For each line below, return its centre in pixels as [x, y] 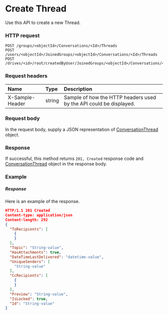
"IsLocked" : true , [29, 299]
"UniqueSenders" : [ [30, 261]
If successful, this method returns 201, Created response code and [74, 158]
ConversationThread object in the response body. [56, 164]
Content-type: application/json [39, 215]
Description [78, 89]
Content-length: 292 [27, 220]
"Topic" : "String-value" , [37, 248]
